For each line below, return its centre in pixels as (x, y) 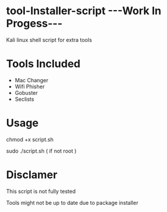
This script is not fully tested (41, 191)
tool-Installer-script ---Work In (84, 11)
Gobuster (26, 92)
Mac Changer (31, 80)
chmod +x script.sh (30, 139)
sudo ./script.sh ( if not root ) (41, 151)
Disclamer (32, 175)
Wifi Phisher (30, 86)
